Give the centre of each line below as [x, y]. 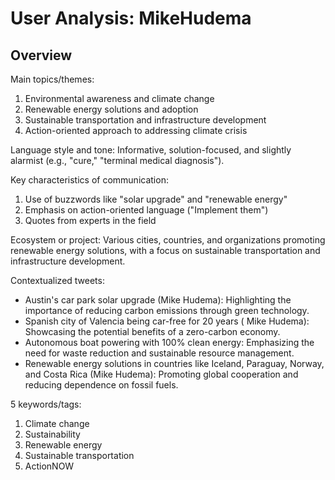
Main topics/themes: [52, 79]
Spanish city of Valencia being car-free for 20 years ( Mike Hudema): [167, 321]
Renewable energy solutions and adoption [111, 109]
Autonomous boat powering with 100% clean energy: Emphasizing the [169, 342]
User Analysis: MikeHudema [131, 18]
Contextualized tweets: [57, 280]
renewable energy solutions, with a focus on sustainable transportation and [165, 250]
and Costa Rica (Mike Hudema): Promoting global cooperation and [161, 374]
